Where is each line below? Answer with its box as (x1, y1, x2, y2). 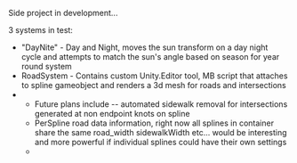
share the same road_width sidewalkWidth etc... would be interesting (34, 127, 287, 137)
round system (20, 61, 72, 71)
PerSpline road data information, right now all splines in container (34, 118, 275, 128)
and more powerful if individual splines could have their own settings (34, 137, 287, 147)
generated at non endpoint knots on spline (34, 109, 190, 118)
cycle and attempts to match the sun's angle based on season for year (20, 52, 280, 61)
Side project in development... (8, 8, 118, 18)
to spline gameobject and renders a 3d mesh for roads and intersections (20, 80, 286, 90)
